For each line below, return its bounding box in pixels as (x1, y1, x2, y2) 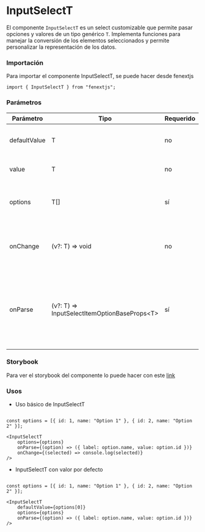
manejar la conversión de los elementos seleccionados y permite (6, 37, 170, 44)
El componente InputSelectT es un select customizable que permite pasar (6, 24, 193, 31)
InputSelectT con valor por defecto (15, 466, 103, 473)
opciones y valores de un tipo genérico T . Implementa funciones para (6, 30, 181, 37)
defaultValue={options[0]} (17, 505, 86, 511)
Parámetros (6, 98, 41, 107)
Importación (6, 59, 44, 67)
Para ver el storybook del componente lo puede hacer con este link (6, 372, 176, 379)
